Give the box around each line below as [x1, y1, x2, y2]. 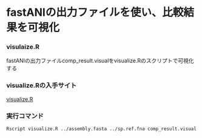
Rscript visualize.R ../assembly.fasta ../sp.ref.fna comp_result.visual [6, 126, 197, 132]
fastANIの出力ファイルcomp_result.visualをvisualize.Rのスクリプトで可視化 [6, 57, 194, 64]
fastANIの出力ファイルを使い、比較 [6, 5, 184, 19]
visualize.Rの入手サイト [6, 81, 77, 90]
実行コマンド [6, 111, 44, 120]
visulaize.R [6, 43, 39, 51]
